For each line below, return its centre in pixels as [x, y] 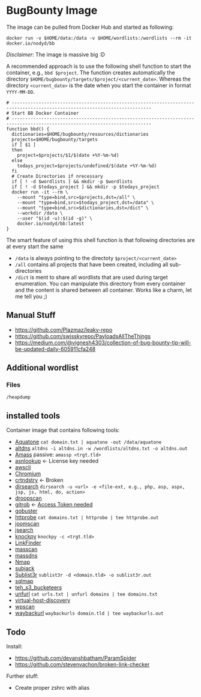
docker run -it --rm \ [40, 192]
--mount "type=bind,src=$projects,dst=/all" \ [76, 197]
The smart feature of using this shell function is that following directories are [100, 240]
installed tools [33, 415]
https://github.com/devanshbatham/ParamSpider [76, 658]
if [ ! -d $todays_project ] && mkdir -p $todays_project [86, 187]
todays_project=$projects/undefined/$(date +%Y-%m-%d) [87, 166]
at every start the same [35, 246]
